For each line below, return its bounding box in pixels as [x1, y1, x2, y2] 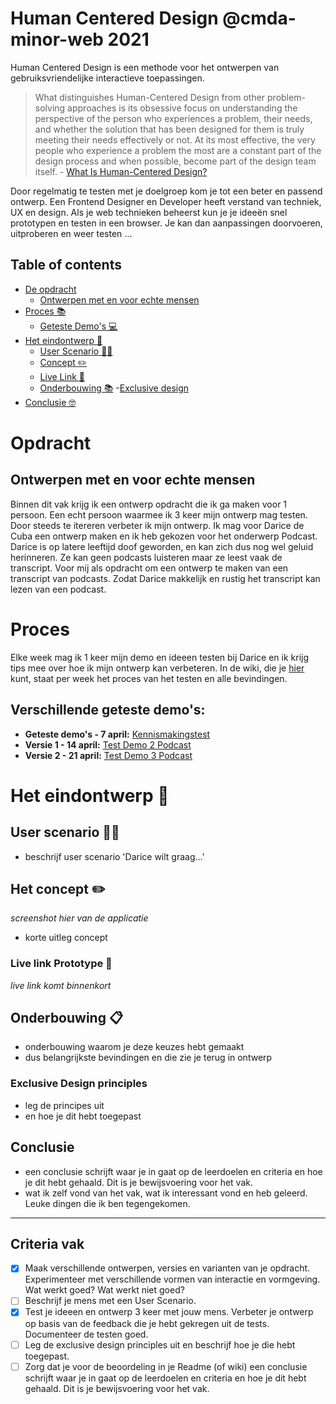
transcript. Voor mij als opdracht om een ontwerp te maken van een [10, 562, 289, 574]
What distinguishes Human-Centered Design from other [34, 91, 266, 103]
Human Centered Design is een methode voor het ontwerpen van [10, 61, 280, 73]
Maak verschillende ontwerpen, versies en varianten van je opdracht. [24, 1262, 311, 1274]
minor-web [10, 28, 104, 51]
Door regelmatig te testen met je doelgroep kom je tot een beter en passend [10, 185, 323, 197]
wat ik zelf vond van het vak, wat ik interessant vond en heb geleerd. [24, 1187, 308, 1199]
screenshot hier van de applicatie [10, 912, 149, 924]
